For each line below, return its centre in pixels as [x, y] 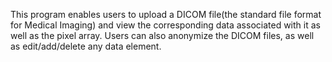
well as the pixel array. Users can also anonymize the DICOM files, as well [162, 35]
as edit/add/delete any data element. [86, 46]
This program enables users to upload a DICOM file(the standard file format [166, 14]
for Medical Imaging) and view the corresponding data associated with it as [165, 25]
